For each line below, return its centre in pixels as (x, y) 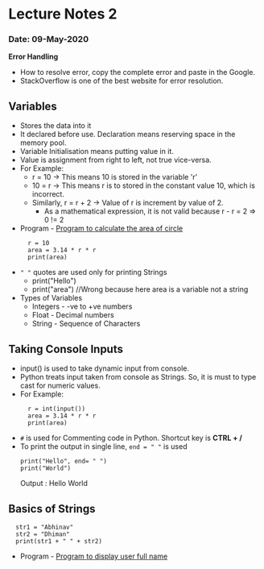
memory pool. (43, 143)
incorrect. (48, 194)
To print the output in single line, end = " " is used (103, 446)
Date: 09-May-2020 (49, 39)
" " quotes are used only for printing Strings (93, 272)
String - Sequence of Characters (86, 324)
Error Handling (33, 56)
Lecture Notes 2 (63, 14)
